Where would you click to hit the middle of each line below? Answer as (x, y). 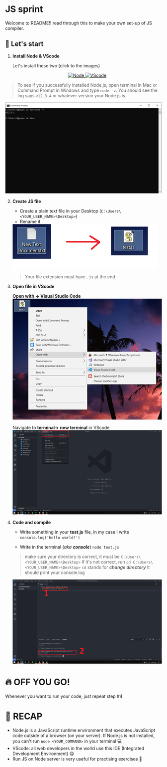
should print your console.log (55, 573)
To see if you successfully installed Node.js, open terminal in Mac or (87, 85)
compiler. (15, 28)
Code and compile (32, 522)
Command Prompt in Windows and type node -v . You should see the (87, 90)
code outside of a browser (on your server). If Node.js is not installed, (83, 735)
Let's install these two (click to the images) (56, 65)
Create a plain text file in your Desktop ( (60, 211)
